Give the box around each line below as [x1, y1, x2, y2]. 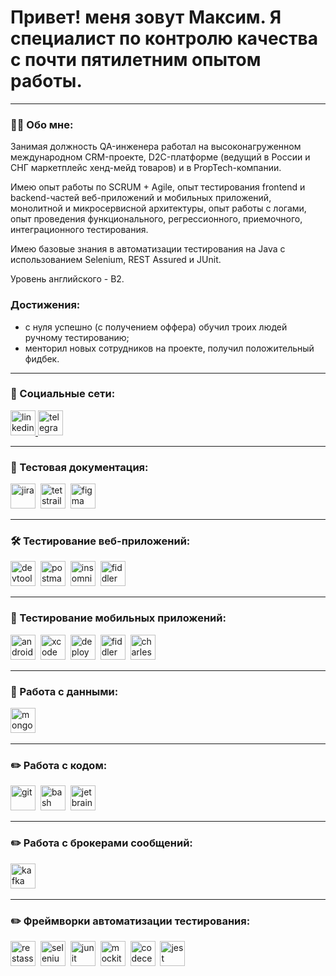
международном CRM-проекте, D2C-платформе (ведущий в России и [10, 151, 311, 163]
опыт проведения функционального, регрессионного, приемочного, [10, 213, 303, 225]
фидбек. [24, 352, 60, 365]
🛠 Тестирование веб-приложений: [10, 534, 191, 548]
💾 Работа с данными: [10, 684, 119, 698]
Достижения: [10, 298, 81, 312]
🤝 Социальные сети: [10, 387, 116, 401]
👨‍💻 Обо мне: [10, 117, 74, 131]
